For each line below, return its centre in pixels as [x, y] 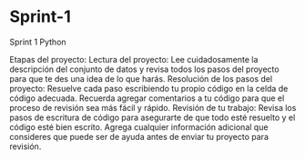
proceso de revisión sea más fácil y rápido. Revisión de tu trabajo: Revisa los [153, 107]
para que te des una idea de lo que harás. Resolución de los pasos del [141, 78]
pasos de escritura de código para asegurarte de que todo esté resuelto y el [152, 117]
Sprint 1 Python [38, 42]
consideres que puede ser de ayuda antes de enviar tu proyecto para [139, 136]
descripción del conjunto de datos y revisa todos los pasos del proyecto [144, 69]
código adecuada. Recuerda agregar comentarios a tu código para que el [147, 98]
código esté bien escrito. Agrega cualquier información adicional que [139, 127]
